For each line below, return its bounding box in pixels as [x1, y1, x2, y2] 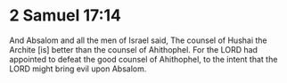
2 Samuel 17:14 [9, 5, 122, 26]
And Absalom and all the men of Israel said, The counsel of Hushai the [9, 35, 267, 46]
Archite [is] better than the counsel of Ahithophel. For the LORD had [9, 44, 258, 54]
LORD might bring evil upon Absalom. [9, 63, 147, 74]
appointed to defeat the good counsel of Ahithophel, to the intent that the [9, 54, 278, 64]
